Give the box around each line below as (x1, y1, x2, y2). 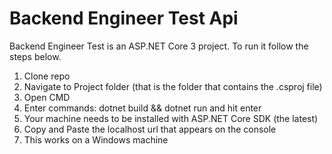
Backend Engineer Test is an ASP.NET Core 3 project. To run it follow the (9, 40, 309, 52)
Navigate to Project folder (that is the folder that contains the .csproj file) (23, 80, 323, 92)
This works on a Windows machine (23, 133, 169, 146)
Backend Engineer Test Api (9, 7, 239, 30)
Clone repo (23, 70, 71, 82)
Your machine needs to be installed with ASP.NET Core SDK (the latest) (23, 112, 319, 124)
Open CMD (23, 91, 71, 103)
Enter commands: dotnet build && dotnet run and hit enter (23, 102, 262, 114)
